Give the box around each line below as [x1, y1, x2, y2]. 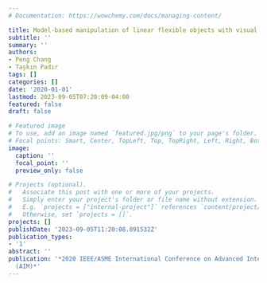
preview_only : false [15, 167, 83, 175]
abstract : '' [8, 248, 52, 256]
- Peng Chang [8, 56, 52, 64]
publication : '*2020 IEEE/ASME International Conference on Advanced [8, 255, 244, 263]
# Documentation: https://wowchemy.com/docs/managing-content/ [8, 11, 222, 20]
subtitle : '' [8, 33, 52, 41]
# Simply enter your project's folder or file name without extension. [8, 196, 258, 204]
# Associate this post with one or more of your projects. [8, 188, 215, 196]
